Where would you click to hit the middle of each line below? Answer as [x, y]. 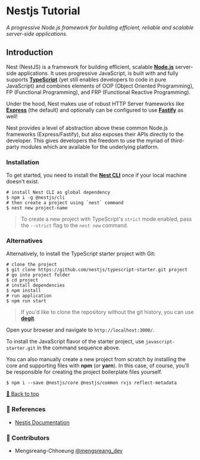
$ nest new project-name [37, 208]
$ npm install [24, 291]
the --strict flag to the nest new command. [74, 226]
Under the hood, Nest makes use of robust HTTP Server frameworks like [95, 104]
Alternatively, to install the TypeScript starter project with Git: [81, 254]
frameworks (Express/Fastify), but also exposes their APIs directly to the [95, 134]
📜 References [26, 409]
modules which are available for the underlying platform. [90, 146]
